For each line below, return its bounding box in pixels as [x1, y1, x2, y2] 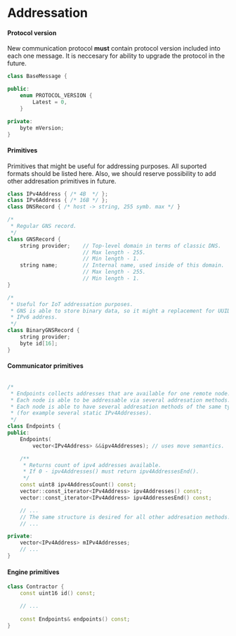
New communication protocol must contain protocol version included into [7, 44, 221, 53]
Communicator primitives [7, 362, 84, 370]
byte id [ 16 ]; [20, 340, 58, 347]
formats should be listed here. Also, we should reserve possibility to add [7, 169, 216, 177]
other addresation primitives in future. [7, 177, 117, 185]
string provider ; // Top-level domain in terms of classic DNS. [20, 242, 221, 249]
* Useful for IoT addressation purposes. [10, 300, 133, 307]
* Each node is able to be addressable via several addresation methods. [10, 396, 231, 404]
